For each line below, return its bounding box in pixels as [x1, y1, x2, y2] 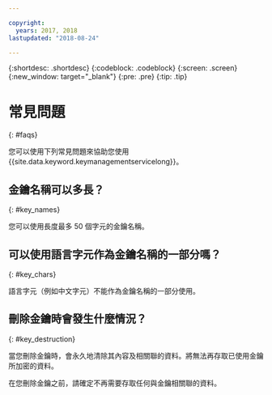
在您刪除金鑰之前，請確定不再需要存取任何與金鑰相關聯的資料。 [8, 378, 221, 388]
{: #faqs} [8, 130, 38, 140]
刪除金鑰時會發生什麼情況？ [8, 312, 147, 326]
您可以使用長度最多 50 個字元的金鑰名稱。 [8, 222, 150, 231]
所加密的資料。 [8, 361, 58, 371]
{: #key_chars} [8, 269, 57, 279]
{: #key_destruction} [8, 333, 76, 344]
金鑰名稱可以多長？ [8, 183, 104, 197]
